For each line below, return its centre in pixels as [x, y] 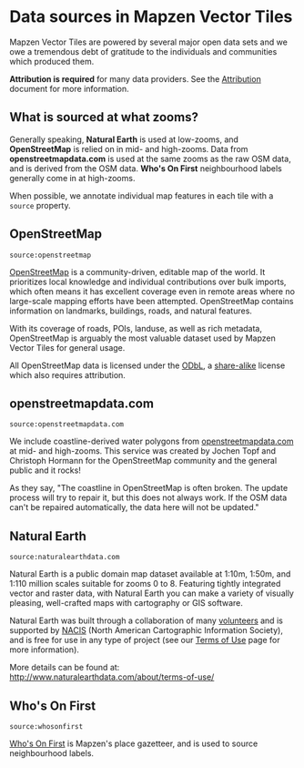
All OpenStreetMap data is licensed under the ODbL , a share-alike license [147, 365]
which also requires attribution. [67, 374]
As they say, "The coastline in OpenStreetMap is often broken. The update [149, 488]
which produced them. [52, 61]
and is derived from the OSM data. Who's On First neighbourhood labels [146, 168]
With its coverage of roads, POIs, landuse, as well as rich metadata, [136, 328]
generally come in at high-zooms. [72, 178]
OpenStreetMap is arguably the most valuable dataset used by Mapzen [142, 338]
